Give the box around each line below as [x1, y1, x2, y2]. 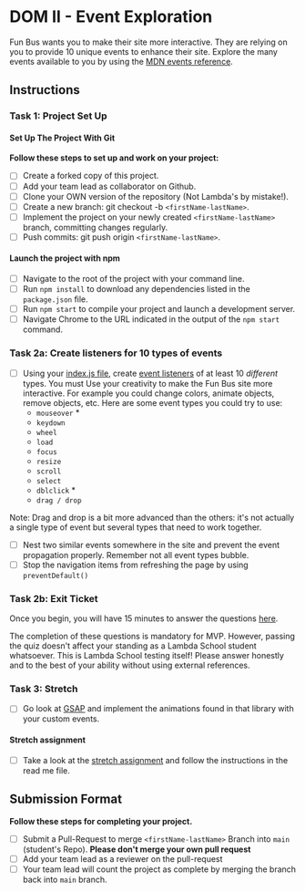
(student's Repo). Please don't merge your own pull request [22, 844, 251, 855]
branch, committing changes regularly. [22, 222, 168, 233]
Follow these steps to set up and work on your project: [9, 152, 219, 163]
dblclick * [36, 484, 76, 495]
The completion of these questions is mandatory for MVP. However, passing [9, 631, 296, 642]
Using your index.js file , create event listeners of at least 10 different [22, 368, 279, 379]
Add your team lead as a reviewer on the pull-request [22, 853, 223, 864]
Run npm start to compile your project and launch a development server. [22, 304, 296, 315]
